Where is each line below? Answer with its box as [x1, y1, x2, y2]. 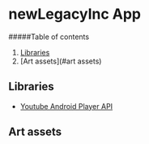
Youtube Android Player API [19, 101, 113, 111]
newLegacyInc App [8, 5, 142, 24]
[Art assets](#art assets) [19, 56, 102, 66]
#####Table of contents [8, 32, 90, 41]
